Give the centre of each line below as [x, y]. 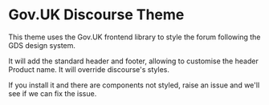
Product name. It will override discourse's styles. [89, 69]
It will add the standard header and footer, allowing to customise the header [133, 61]
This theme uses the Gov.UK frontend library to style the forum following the [134, 37]
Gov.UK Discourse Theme [96, 15]
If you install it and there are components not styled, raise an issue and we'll [134, 85]
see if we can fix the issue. [53, 93]
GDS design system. [42, 45]
